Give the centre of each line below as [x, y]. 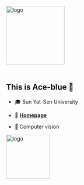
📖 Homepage [31, 115]
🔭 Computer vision [37, 126]
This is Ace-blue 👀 [40, 87]
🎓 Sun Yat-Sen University [46, 101]
